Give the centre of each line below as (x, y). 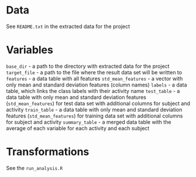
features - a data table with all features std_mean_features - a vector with (94, 78)
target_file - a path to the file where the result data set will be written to (94, 72)
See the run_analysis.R (35, 168)
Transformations (48, 152)
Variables (30, 50)
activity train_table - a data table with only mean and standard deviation (94, 109)
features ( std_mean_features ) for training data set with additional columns (94, 116)
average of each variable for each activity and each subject (78, 128)
